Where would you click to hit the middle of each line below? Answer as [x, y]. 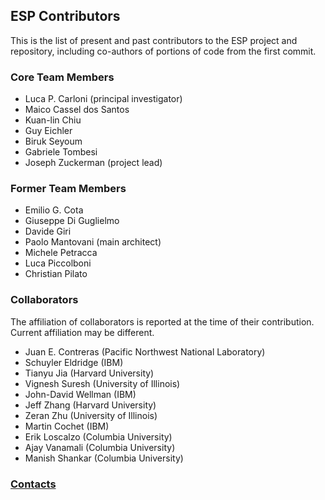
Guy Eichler [48, 131]
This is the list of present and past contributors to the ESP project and [154, 40]
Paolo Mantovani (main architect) [93, 242]
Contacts [33, 484]
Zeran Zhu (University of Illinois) [91, 415]
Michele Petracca [61, 253]
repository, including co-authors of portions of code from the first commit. [163, 51]
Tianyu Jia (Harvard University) [89, 373]
